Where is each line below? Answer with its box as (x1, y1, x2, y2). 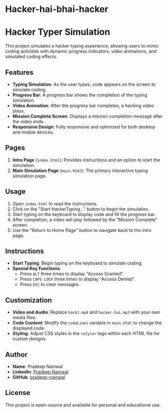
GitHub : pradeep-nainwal (12, 374, 65, 380)
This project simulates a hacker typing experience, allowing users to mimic (5, 43, 159, 49)
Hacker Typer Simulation (5, 26, 110, 38)
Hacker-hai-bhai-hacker (5, 3, 108, 15)
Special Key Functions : (12, 265, 61, 271)
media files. (12, 314, 36, 320)
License (5, 388, 30, 397)
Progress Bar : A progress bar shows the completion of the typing (12, 91, 147, 98)
